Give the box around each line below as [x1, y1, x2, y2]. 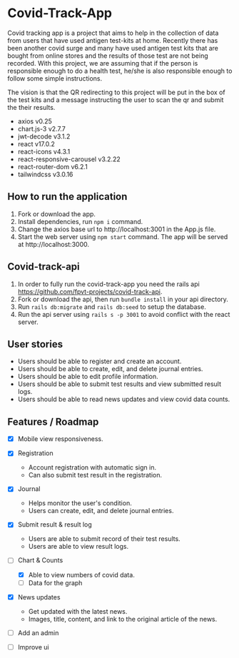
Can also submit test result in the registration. [28, 471, 163, 480]
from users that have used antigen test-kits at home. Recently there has [7, 36, 218, 44]
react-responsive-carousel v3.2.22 [17, 155, 121, 163]
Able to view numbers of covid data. [28, 570, 136, 579]
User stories [7, 338, 63, 350]
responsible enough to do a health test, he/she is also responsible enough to [7, 66, 233, 75]
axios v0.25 [17, 116, 52, 126]
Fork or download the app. [17, 209, 96, 218]
